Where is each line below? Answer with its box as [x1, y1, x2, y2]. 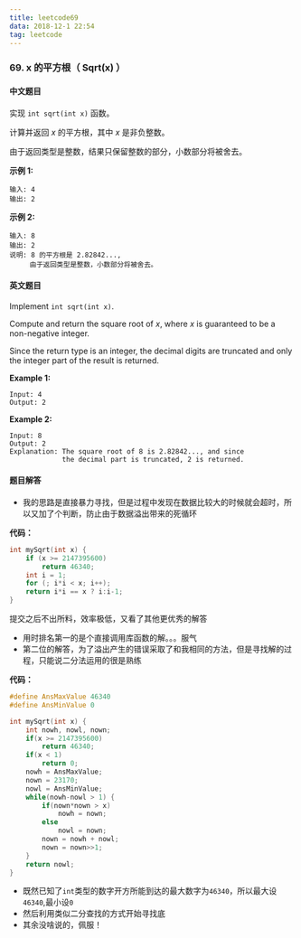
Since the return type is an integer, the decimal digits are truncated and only [9, 345, 293, 356]
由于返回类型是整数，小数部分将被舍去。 [29, 259, 158, 269]
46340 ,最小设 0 [22, 896, 74, 908]
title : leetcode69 [9, 13, 79, 23]
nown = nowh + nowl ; [42, 835, 119, 844]
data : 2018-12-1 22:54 [9, 22, 95, 31]
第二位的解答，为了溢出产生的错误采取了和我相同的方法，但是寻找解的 [22, 643, 285, 655]
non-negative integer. [9, 327, 90, 339]
